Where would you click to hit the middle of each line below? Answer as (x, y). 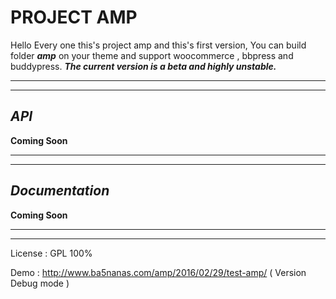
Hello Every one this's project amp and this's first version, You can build (158, 45)
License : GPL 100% (51, 253)
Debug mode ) (40, 283)
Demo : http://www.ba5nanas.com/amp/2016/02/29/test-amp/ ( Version (158, 272)
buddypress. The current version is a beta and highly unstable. (143, 66)
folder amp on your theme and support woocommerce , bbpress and (152, 55)
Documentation (60, 191)
